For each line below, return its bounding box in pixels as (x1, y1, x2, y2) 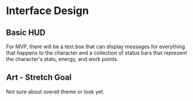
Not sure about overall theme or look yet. (6, 88, 105, 95)
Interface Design (6, 4, 89, 18)
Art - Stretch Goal (6, 72, 72, 83)
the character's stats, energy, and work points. (6, 56, 119, 62)
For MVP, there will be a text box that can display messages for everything (6, 43, 185, 50)
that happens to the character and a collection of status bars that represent (6, 49, 187, 56)
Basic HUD (6, 28, 46, 38)
